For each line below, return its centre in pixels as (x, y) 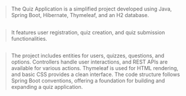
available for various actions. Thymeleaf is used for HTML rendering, (94, 68)
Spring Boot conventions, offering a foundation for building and (88, 81)
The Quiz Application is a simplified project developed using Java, (92, 9)
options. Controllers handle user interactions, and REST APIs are (89, 62)
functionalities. (29, 38)
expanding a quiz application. (47, 87)
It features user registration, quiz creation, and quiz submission (88, 32)
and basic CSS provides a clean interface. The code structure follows (96, 75)
